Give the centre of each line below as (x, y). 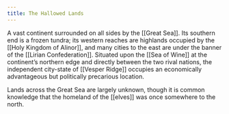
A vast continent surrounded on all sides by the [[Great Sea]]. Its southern (111, 33)
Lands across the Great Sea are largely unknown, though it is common (106, 89)
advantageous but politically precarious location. (76, 76)
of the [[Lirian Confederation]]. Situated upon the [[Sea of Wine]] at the (107, 55)
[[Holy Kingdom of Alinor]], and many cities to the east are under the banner (114, 47)
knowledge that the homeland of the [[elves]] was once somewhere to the (111, 97)
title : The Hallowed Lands (45, 13)
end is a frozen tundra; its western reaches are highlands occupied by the (111, 40)
